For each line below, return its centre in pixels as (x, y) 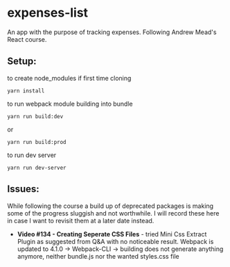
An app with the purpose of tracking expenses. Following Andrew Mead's (112, 32)
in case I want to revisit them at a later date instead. (81, 220)
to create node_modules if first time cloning (69, 78)
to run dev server (32, 155)
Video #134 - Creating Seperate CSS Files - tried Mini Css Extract (112, 234)
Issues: (23, 189)
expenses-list (48, 13)
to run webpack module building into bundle (70, 104)
